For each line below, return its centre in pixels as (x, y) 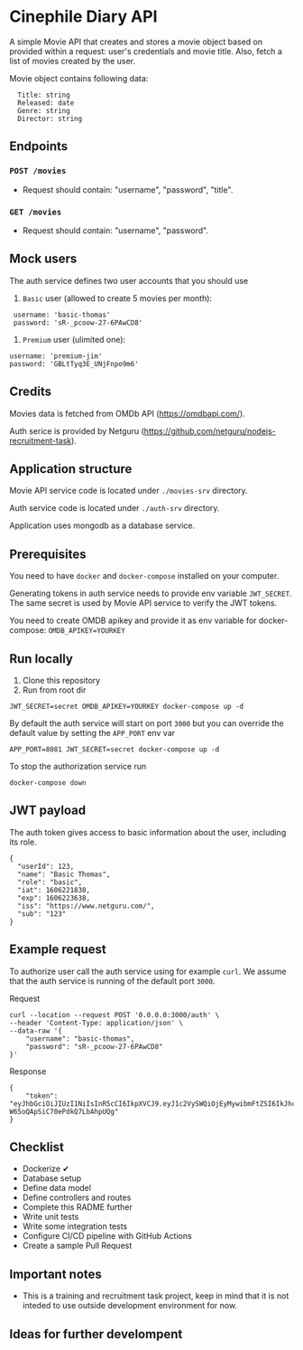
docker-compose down (48, 783)
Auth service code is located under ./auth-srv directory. (115, 508)
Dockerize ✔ (46, 1169)
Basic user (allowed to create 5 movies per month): (117, 298)
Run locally (41, 659)
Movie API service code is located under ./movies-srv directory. (129, 491)
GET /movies (36, 212)
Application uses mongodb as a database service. (102, 525)
